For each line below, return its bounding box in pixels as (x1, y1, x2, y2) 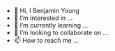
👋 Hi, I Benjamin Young (13, 7, 80, 14)
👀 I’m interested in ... (13, 14, 73, 22)
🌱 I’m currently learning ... (13, 21, 89, 29)
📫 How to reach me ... (13, 37, 79, 44)
